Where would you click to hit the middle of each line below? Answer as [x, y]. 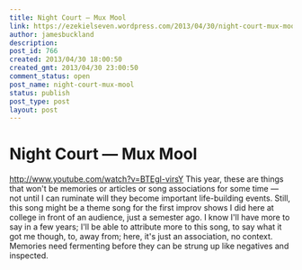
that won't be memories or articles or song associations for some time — [144, 189]
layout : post [34, 110]
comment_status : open [50, 76]
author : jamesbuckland [52, 34]
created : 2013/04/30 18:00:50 [66, 59]
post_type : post [40, 101]
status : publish [40, 93]
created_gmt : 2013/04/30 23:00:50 [74, 68]
